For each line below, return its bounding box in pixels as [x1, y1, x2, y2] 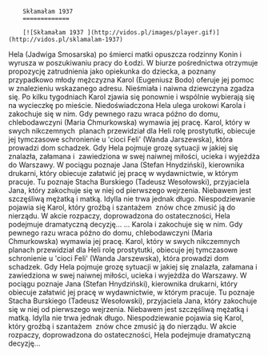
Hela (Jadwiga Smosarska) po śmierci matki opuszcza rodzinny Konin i [8, 50, 242, 59]
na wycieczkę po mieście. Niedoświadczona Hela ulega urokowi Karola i [8, 101, 246, 110]
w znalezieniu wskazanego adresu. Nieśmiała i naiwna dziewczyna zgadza [8, 84, 254, 93]
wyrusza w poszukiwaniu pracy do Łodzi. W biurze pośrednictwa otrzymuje [8, 58, 258, 67]
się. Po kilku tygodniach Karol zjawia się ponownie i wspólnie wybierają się [8, 92, 255, 102]
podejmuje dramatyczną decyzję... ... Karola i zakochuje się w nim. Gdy [8, 220, 243, 229]
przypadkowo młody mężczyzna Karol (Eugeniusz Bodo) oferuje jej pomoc [8, 75, 254, 84]
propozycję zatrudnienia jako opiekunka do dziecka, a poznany [8, 66, 216, 76]
